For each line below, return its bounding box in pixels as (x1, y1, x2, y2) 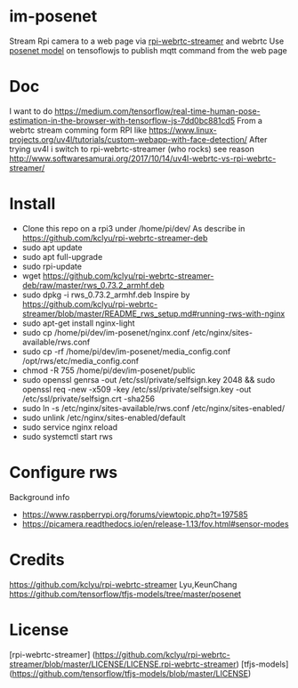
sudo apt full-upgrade (21, 251, 103, 262)
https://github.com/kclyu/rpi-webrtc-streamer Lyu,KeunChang (9, 579, 238, 589)
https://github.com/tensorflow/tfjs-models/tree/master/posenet (9, 588, 242, 599)
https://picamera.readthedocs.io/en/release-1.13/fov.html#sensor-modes (21, 518, 289, 529)
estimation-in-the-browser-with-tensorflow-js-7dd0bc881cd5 (9, 115, 236, 125)
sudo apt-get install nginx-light (21, 318, 135, 328)
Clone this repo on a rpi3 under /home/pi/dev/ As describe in (21, 223, 246, 233)
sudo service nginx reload (21, 421, 118, 433)
